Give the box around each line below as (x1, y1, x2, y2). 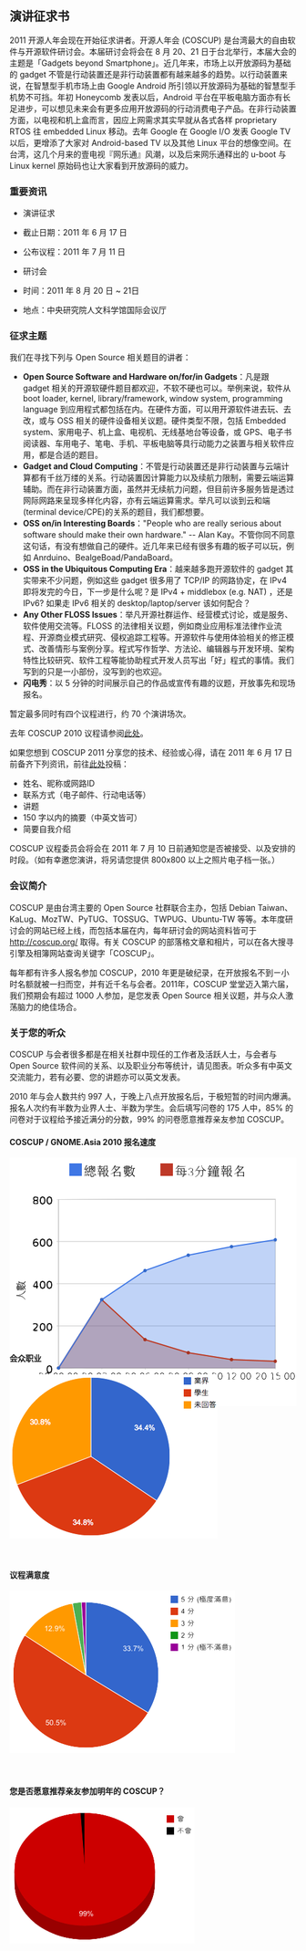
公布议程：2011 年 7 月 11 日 (22, 246, 126, 257)
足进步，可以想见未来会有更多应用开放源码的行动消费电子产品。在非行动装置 (9, 103, 297, 114)
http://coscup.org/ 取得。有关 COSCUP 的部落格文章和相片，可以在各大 (9, 936, 279, 947)
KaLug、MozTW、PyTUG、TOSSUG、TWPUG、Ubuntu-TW (9, 913, 236, 924)
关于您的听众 (9, 1026, 66, 1038)
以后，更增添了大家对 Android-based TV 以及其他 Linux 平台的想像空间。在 (9, 137, 291, 148)
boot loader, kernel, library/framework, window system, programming (22, 393, 283, 404)
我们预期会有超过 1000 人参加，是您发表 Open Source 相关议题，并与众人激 (9, 989, 294, 1001)
